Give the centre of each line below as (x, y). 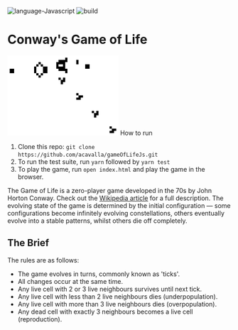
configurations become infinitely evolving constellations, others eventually (116, 213)
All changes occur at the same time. (70, 281)
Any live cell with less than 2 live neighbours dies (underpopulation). (118, 296)
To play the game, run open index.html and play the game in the (111, 169)
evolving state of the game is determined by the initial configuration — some (119, 205)
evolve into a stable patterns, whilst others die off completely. (97, 221)
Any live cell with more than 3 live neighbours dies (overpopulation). (117, 304)
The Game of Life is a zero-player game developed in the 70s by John (109, 190)
